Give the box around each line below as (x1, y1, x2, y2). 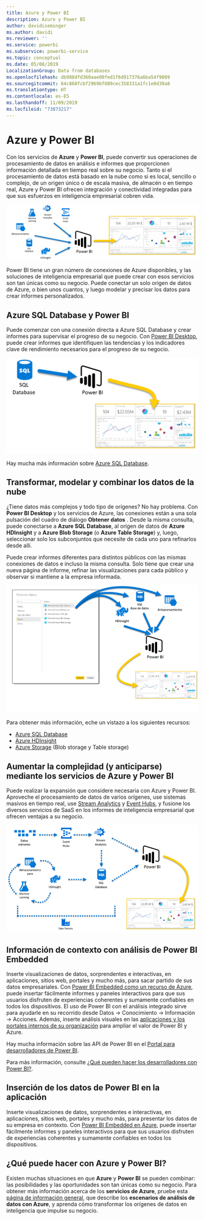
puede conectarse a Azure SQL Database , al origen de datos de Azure (6, 522, 185, 530)
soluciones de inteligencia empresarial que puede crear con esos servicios (6, 273, 194, 280)
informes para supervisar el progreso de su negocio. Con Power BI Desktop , (6, 332, 198, 340)
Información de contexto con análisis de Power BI (6, 944, 198, 955)
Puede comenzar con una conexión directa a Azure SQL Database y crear (6, 326, 192, 334)
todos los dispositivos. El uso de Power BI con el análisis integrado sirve (6, 1003, 187, 1010)
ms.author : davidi (6, 29, 53, 35)
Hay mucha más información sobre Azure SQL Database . (6, 460, 149, 467)
